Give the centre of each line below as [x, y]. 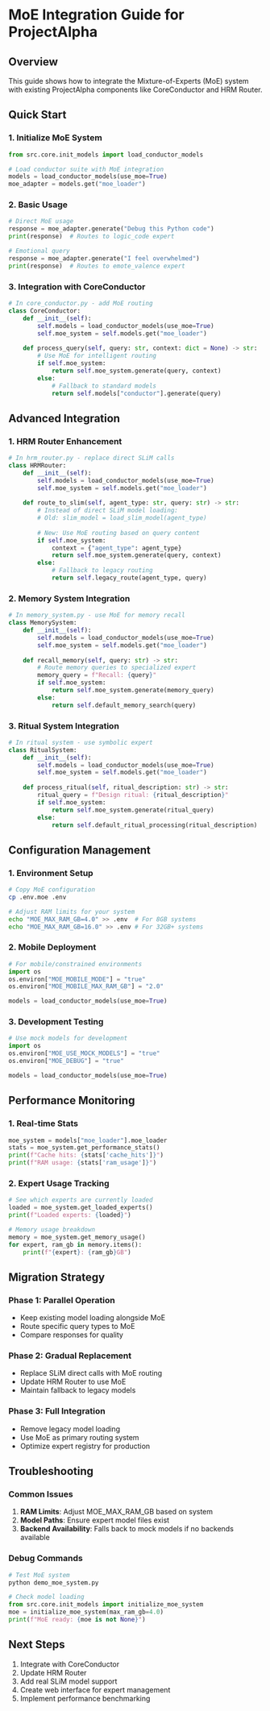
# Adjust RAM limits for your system [72, 912]
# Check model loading [46, 1597]
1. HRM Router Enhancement [65, 441]
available [35, 1538]
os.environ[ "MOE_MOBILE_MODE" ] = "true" [77, 979]
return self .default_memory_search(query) [124, 705]
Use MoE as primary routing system [79, 1437]
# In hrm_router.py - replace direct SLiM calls [91, 458]
